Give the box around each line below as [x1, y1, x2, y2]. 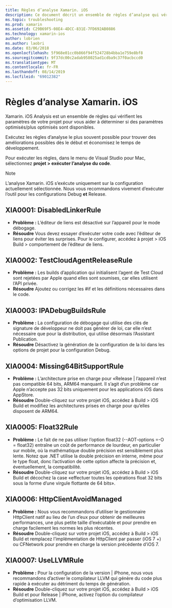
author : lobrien [5, 36, 40, 41]
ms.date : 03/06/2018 [5, 46, 50, 51]
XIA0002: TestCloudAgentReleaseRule [5, 256, 133, 265]
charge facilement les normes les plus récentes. [12, 525, 114, 531]
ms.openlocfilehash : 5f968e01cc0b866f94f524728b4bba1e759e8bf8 [5, 50, 143, 55]
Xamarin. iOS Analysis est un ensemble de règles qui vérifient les [5, 113, 142, 119]
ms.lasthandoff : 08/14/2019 [5, 70, 66, 75]
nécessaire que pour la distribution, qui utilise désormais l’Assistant [12, 331, 155, 337]
